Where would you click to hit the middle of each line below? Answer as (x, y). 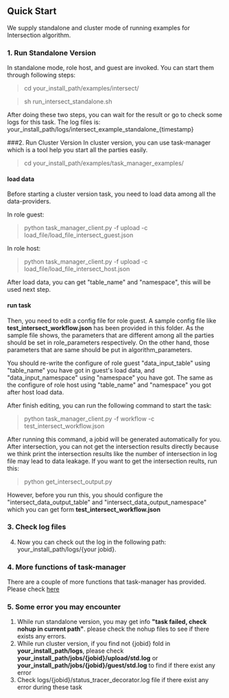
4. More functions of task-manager (67, 566)
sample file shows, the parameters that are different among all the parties (111, 335)
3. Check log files (37, 527)
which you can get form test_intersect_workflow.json (84, 509)
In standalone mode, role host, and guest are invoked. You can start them (111, 68)
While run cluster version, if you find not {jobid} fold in (94, 644)
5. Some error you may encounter (64, 607)
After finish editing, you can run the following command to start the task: (109, 405)
